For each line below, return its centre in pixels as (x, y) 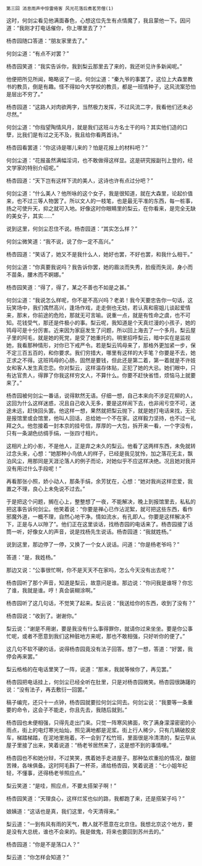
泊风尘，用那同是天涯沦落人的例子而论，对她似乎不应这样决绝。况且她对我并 (101, 461)
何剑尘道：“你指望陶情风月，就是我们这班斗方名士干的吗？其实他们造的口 (97, 127)
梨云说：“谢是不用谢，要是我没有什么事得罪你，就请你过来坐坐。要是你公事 (100, 628)
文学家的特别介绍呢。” (32, 168)
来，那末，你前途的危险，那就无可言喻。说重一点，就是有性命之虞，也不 (96, 315)
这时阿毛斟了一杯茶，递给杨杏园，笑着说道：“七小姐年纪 (118, 765)
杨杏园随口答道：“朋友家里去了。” (47, 41)
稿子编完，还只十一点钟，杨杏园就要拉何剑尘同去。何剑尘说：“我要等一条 (97, 702)
